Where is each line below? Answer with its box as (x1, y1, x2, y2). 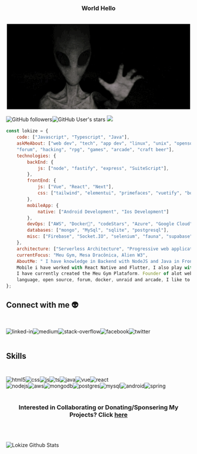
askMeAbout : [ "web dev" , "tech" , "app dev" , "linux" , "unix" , (16, 141, 172, 146)
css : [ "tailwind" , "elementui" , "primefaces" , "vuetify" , (37, 190, 182, 196)
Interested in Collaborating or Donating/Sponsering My (18, 403, 179, 411)
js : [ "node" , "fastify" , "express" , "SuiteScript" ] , (37, 165, 169, 171)
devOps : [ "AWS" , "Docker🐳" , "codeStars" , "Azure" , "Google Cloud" (27, 221, 193, 227)
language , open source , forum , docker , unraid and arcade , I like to (16, 277, 191, 283)
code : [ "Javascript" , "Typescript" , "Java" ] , (16, 134, 130, 141)
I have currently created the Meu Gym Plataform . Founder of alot (16, 271, 182, 277)
